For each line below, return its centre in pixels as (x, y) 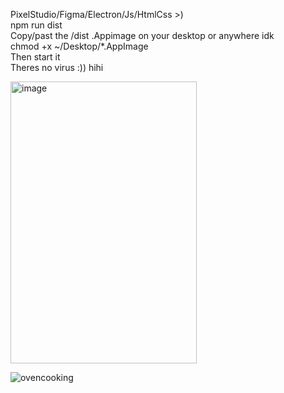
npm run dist (36, 25)
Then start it (35, 57)
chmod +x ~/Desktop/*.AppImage (79, 46)
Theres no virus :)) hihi (57, 67)
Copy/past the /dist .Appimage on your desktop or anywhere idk (142, 35)
